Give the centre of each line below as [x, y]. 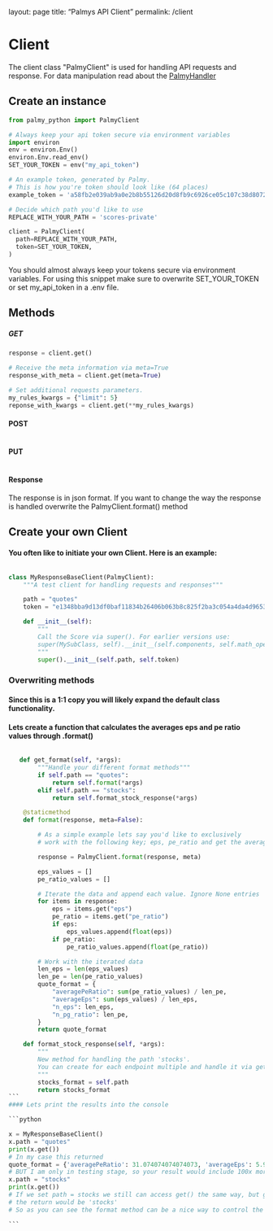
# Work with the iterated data [91, 962]
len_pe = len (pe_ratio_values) [91, 977]
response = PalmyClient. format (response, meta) [119, 857]
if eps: [65, 924]
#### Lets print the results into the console [89, 1105]
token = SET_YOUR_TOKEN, [54, 247]
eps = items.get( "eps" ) [92, 909]
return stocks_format [74, 1089]
